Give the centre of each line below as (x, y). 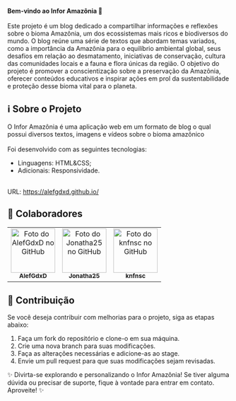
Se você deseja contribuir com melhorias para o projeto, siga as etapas (111, 318)
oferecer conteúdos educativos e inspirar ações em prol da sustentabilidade (118, 79)
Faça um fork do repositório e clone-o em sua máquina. (99, 339)
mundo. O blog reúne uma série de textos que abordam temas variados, (112, 41)
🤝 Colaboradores (45, 214)
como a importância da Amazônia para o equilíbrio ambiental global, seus (114, 48)
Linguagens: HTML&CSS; (54, 163)
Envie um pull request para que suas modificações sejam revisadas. (116, 361)
